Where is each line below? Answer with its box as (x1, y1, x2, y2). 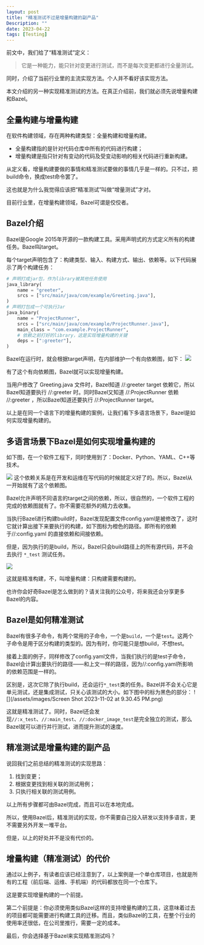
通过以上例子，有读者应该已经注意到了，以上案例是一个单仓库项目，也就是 (6, 871, 192, 878)
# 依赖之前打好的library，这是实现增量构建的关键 (17, 332, 127, 338)
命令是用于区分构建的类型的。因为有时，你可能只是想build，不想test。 (11, 640, 188, 647)
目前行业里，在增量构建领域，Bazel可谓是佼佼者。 (6, 199, 132, 206)
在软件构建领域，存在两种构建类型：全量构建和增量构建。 (6, 132, 150, 139)
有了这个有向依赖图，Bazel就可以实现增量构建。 (6, 368, 127, 375)
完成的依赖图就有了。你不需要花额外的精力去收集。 (6, 502, 134, 509)
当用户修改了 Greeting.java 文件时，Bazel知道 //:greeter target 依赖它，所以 (6, 381, 195, 389)
